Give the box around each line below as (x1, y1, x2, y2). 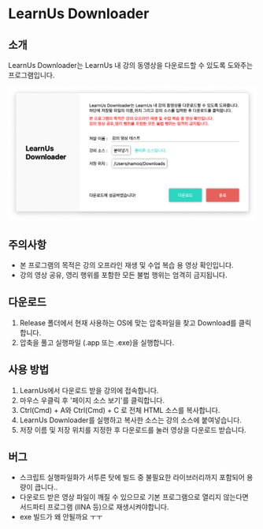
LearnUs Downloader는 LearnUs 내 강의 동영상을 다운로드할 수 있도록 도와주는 (8, 61, 254, 69)
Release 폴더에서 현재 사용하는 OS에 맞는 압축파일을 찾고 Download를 (19, 317, 237, 328)
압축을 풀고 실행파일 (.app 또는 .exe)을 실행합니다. (19, 337, 175, 347)
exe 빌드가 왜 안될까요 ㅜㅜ (19, 512, 103, 522)
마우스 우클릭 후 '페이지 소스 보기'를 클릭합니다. (19, 396, 165, 405)
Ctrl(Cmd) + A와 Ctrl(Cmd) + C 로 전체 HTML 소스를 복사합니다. (19, 405, 220, 415)
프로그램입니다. (8, 70, 55, 80)
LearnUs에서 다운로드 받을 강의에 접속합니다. (19, 385, 159, 395)
